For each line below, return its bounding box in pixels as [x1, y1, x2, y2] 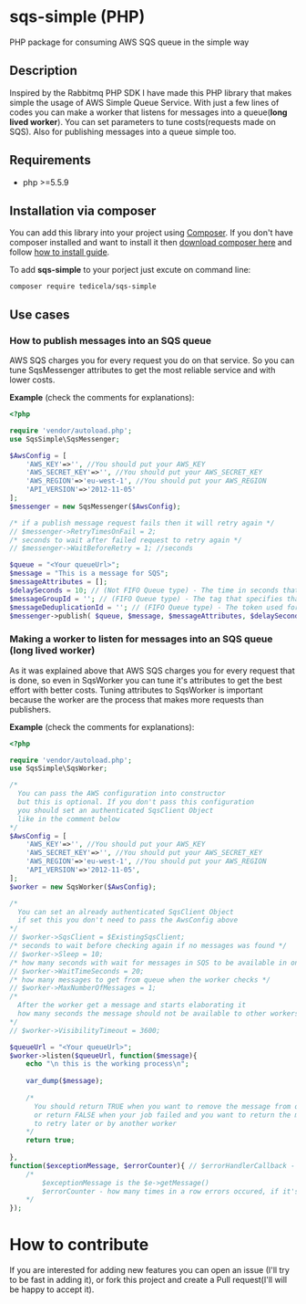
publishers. [9, 704, 52, 715]
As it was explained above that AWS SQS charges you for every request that [9, 664, 296, 676]
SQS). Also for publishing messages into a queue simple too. [9, 126, 237, 137]
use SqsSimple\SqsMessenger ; [9, 434, 120, 443]
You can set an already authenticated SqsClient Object [17, 907, 234, 916]
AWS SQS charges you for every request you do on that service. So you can [9, 355, 295, 366]
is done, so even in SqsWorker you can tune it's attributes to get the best [9, 674, 282, 685]
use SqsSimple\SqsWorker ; [9, 764, 107, 773]
